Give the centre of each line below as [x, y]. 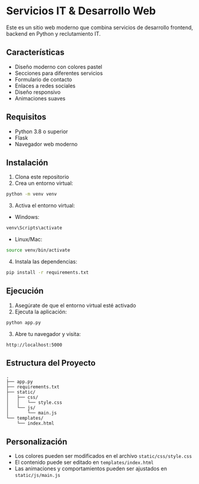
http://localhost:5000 [34, 345]
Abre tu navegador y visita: [48, 334]
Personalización [37, 441]
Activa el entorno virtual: [45, 206]
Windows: [27, 217]
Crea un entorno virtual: [44, 183]
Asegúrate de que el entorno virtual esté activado [75, 305]
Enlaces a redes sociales [45, 86]
